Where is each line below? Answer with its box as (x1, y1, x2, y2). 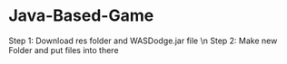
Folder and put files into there (8, 44, 119, 55)
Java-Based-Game (8, 5, 154, 26)
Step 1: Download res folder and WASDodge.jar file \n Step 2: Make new (8, 35, 278, 46)
